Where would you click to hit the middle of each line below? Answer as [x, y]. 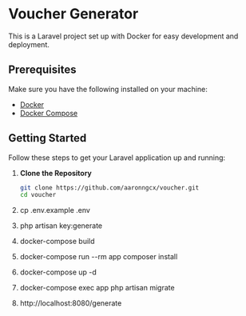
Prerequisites [42, 70]
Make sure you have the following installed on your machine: [108, 89]
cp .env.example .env [55, 210]
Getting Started [48, 138]
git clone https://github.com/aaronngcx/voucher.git [109, 188]
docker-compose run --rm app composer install [99, 257]
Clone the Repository [56, 173]
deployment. [29, 44]
